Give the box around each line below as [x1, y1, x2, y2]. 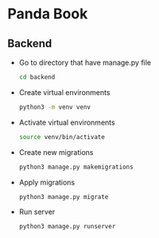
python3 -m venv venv [18, 103, 91, 111]
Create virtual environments [18, 87, 111, 97]
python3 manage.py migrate [18, 192, 109, 200]
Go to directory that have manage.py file [18, 58, 152, 67]
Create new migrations [18, 147, 94, 157]
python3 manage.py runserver [18, 223, 116, 231]
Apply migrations [18, 177, 76, 187]
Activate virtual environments [18, 117, 116, 127]
